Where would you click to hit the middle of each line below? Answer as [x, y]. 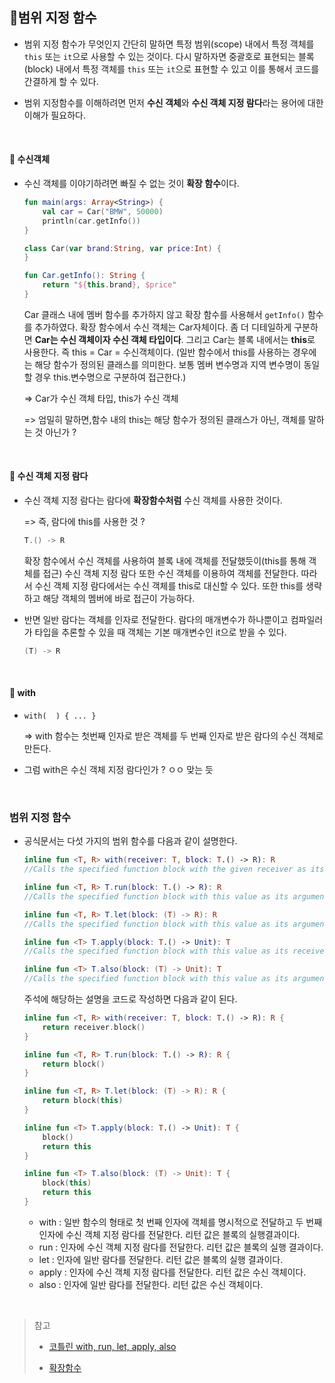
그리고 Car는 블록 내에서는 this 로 [250, 339]
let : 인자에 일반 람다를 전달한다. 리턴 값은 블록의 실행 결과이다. [161, 1259]
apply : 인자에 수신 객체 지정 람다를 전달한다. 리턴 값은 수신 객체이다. [172, 1272]
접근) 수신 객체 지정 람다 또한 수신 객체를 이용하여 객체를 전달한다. [170, 573]
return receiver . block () [94, 1027]
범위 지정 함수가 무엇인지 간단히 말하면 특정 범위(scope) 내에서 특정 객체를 [169, 44]
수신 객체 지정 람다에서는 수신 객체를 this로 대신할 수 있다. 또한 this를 [169, 585]
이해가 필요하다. [54, 115]
